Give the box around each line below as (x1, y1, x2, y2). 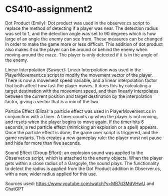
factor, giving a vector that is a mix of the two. (5, 98, 100, 104)
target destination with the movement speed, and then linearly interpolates (5, 88, 159, 94)
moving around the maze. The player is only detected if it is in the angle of (5, 51, 158, 58)
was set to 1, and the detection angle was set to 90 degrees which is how (5, 30, 156, 36)
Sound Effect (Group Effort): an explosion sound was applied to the (5, 150, 143, 156)
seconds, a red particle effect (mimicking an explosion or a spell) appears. (5, 124, 158, 130)
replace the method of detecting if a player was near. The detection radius (5, 25, 158, 31)
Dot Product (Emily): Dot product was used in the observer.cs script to (5, 20, 150, 26)
